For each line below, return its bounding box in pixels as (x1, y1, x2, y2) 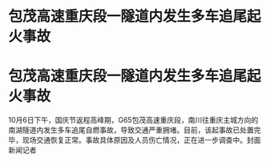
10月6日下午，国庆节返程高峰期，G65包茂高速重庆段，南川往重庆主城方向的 (8, 115, 259, 125)
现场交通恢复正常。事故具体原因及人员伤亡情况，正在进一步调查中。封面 (22, 136, 261, 145)
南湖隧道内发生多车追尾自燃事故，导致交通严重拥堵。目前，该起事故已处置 (8, 125, 254, 135)
